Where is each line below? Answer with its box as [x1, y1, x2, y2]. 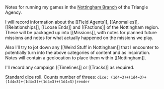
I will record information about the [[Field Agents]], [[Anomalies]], [5, 19, 139, 25]
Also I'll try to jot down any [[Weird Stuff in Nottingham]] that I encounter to [5, 44, 159, 50]
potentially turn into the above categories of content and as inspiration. [5, 49, 151, 55]
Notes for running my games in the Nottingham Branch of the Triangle [5, 4, 148, 10]
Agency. [5, 9, 22, 15]
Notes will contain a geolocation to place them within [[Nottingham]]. [5, 55, 146, 61]
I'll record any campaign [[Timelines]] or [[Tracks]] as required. [5, 64, 135, 70]
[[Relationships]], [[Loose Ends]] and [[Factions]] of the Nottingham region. [5, 24, 160, 30]
